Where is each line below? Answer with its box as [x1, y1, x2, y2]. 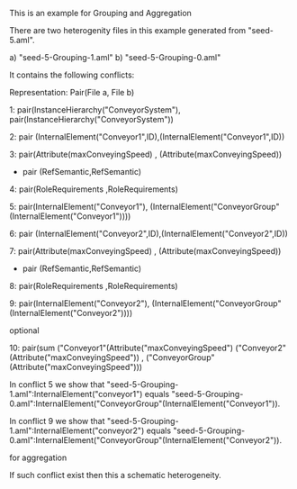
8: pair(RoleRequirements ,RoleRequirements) [9, 281, 178, 291]
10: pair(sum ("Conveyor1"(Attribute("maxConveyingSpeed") [9, 342, 234, 353]
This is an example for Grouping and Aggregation [9, 8, 192, 18]
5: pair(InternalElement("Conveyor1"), [9, 202, 148, 212]
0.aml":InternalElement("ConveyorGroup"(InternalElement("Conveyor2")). [9, 435, 282, 445]
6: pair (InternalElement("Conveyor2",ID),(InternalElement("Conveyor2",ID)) [9, 229, 288, 239]
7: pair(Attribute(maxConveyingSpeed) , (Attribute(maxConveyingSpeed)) [9, 246, 282, 256]
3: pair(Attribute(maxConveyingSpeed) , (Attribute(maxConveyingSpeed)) [9, 149, 283, 159]
